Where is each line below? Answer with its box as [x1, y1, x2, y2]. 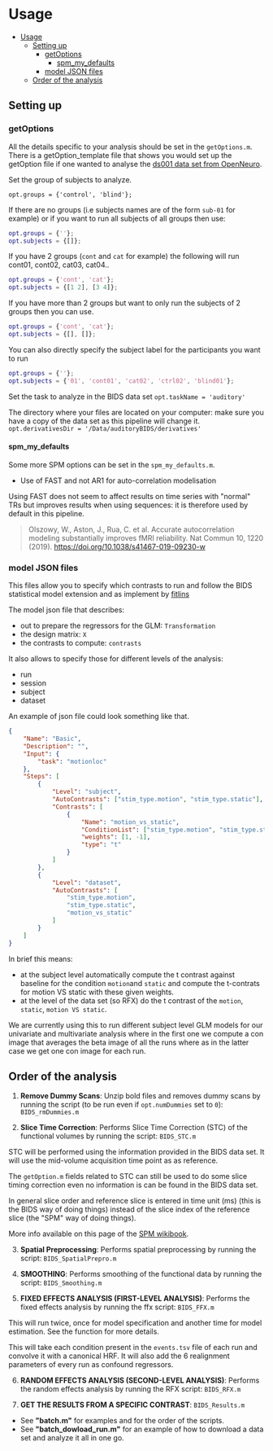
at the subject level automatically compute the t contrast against [19, 970, 236, 980]
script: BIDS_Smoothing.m [19, 1278, 102, 1287]
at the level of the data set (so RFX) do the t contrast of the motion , [19, 995, 244, 1006]
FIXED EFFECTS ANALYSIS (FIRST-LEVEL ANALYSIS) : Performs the [19, 1294, 250, 1304]
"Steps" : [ [23, 773, 60, 781]
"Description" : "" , [23, 742, 89, 750]
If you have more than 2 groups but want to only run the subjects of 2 [8, 298, 241, 308]
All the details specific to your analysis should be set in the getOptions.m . [8, 142, 253, 151]
